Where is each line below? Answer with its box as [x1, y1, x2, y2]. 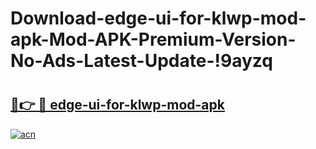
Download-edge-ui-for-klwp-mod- [10, 7, 307, 30]
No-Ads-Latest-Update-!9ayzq [10, 50, 273, 72]
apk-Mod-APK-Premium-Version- [10, 28, 297, 51]
